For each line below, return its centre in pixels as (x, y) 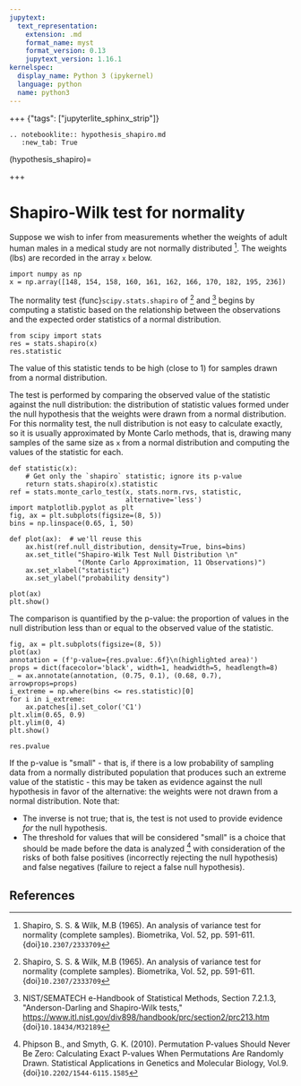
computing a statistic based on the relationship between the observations (145, 309)
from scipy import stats (56, 336)
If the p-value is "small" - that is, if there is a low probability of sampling (142, 763)
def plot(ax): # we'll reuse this (76, 539)
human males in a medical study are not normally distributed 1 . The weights (148, 247)
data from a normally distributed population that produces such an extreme (148, 772)
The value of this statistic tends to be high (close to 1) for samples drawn (143, 367)
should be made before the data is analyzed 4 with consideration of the (154, 848)
